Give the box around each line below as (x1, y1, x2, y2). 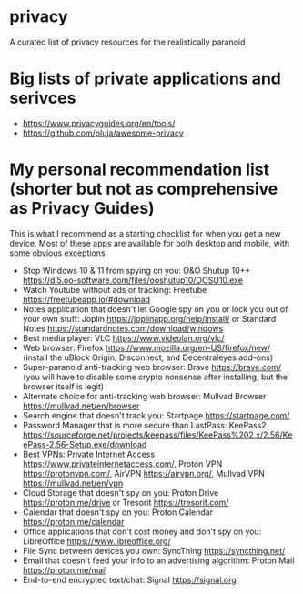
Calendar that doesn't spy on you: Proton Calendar (22, 507, 214, 518)
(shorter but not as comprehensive (9, 179, 278, 199)
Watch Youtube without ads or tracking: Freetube (22, 284, 207, 295)
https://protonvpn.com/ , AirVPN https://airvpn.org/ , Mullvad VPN (22, 468, 266, 478)
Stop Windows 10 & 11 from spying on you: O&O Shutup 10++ (22, 265, 251, 276)
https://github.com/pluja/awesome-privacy (22, 127, 184, 138)
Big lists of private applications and (9, 68, 282, 89)
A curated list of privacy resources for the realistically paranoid (9, 36, 246, 47)
